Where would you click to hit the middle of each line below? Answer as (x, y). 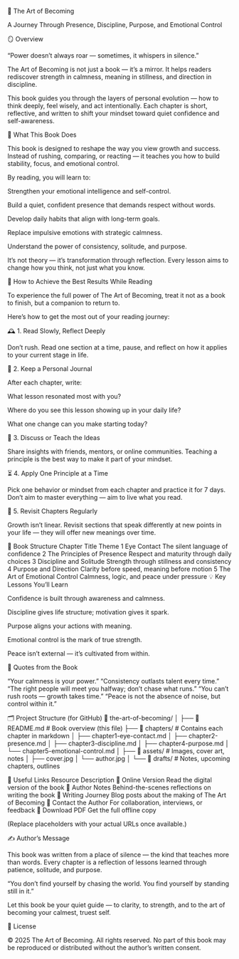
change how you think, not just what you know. (76, 268)
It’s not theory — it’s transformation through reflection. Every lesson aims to (118, 260)
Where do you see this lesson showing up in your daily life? (94, 410)
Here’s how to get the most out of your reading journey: (89, 316)
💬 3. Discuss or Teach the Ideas (54, 437)
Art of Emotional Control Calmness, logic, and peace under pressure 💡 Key (117, 576)
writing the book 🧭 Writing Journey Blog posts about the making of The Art (117, 795)
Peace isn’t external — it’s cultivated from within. (79, 654)
